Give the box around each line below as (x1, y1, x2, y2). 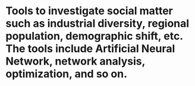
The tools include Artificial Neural (5, 42, 175, 56)
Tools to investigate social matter (5, 4, 174, 18)
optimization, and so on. (5, 67, 128, 81)
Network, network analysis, (5, 55, 145, 68)
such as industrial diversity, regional (5, 17, 190, 30)
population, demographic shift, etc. (5, 30, 183, 43)
